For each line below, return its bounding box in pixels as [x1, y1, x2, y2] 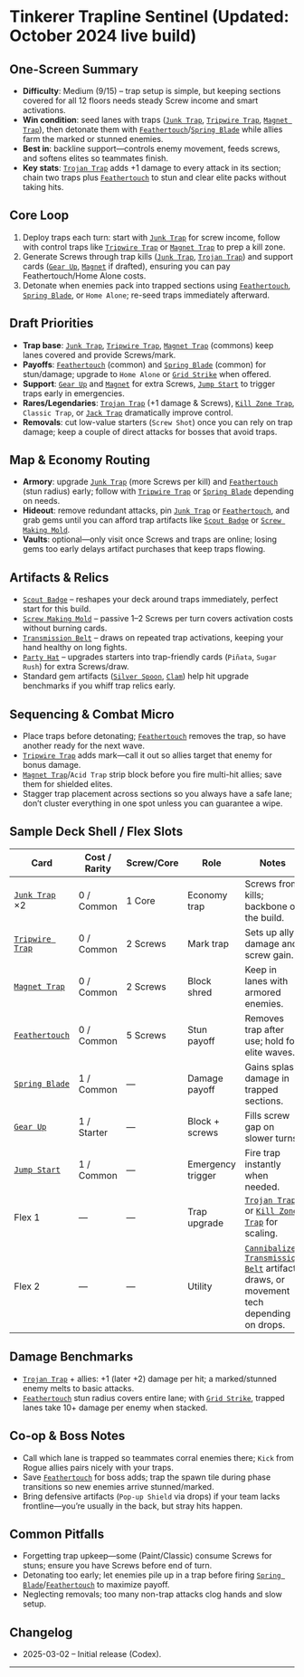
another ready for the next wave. [22, 740, 145, 752]
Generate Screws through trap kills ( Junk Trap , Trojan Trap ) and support [22, 251, 294, 261]
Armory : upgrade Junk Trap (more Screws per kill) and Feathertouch [22, 477, 279, 488]
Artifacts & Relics [9, 570, 109, 585]
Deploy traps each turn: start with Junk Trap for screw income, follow [22, 232, 280, 242]
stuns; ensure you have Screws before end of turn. [22, 1560, 213, 1571]
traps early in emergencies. [22, 387, 125, 399]
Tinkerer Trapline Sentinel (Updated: [9, 6, 290, 27]
